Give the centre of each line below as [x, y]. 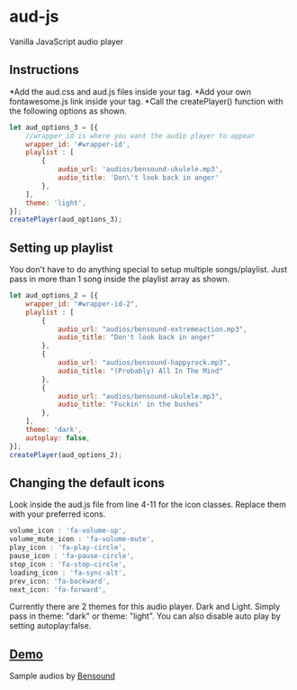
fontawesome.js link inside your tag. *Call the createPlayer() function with [146, 101]
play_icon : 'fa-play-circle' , [68, 547]
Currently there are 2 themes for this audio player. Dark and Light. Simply [145, 607]
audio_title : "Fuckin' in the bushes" [130, 405]
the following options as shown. [68, 111]
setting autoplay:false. [50, 626]
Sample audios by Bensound [62, 676]
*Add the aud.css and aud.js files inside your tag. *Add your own [130, 91]
